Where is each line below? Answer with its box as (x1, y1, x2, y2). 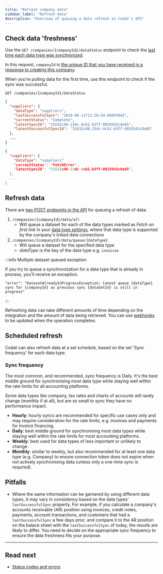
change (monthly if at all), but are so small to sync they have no (5, 397, 132, 404)
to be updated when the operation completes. (5, 317, 97, 323)
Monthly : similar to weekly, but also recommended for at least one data (12, 448, 155, 454)
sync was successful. (5, 81, 49, 88)
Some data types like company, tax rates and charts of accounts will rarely (5, 393, 154, 398)
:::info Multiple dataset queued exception (5, 256, 87, 263)
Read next (5, 551, 36, 559)
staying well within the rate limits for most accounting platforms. (12, 433, 140, 439)
